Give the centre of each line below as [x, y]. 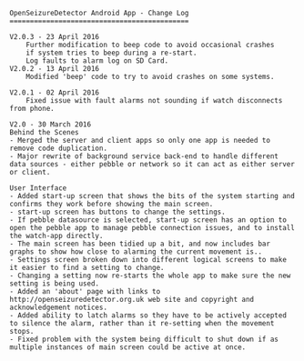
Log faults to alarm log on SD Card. [97, 61]
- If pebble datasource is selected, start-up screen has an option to [148, 220]
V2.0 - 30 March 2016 [51, 125]
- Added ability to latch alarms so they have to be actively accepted [148, 316]
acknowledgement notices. [58, 307]
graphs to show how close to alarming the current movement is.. [136, 252]
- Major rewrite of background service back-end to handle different [144, 156]
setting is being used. [55, 284]
